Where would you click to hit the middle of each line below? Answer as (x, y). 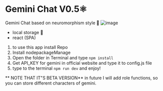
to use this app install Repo (40, 47)
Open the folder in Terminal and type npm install (63, 57)
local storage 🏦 (28, 32)
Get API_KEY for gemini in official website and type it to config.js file (82, 63)
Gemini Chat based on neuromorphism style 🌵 (52, 23)
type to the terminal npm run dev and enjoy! (56, 68)
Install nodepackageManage (41, 52)
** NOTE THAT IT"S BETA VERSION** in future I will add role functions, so (81, 78)
